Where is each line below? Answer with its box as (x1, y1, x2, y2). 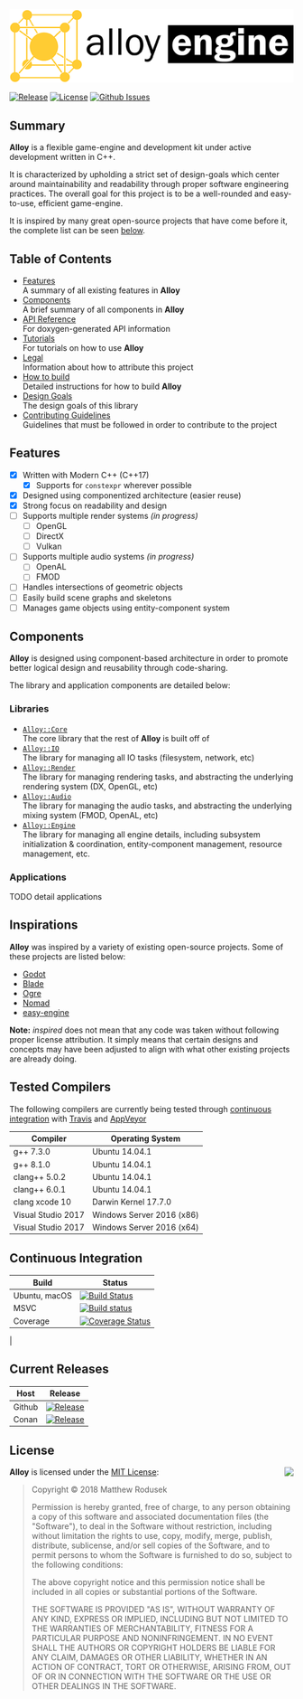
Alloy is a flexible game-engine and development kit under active (9, 142, 252, 153)
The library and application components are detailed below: (9, 680, 231, 691)
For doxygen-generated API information (22, 323, 171, 334)
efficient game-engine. (38, 198, 124, 209)
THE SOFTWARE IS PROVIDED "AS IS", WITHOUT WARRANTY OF (31, 1604, 276, 1615)
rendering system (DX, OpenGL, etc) (22, 780, 158, 791)
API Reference (22, 313, 77, 325)
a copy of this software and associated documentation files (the (31, 1511, 269, 1523)
